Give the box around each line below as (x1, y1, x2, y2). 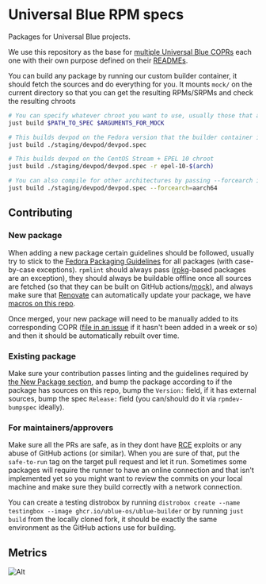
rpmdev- (217, 395, 243, 403)
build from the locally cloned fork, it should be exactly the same (8, 514, 218, 524)
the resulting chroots (8, 96, 77, 106)
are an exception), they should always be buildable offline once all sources (8, 273, 252, 282)
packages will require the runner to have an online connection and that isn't (8, 466, 255, 475)
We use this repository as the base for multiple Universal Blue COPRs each (8, 47, 252, 56)
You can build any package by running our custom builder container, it (8, 71, 237, 80)
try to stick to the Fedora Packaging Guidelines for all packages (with (8, 256, 234, 266)
